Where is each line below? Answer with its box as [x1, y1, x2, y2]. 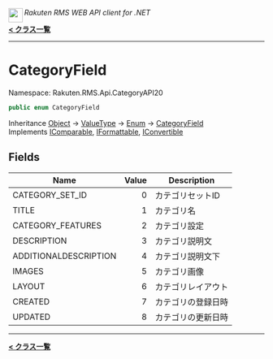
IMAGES [12, 265, 45, 276]
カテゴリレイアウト [154, 281, 229, 292]
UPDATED [12, 311, 51, 322]
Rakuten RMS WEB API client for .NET [24, 8, 151, 17]
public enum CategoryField [8, 103, 100, 111]
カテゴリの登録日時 [154, 296, 229, 308]
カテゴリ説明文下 [154, 250, 221, 262]
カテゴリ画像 [154, 266, 205, 277]
